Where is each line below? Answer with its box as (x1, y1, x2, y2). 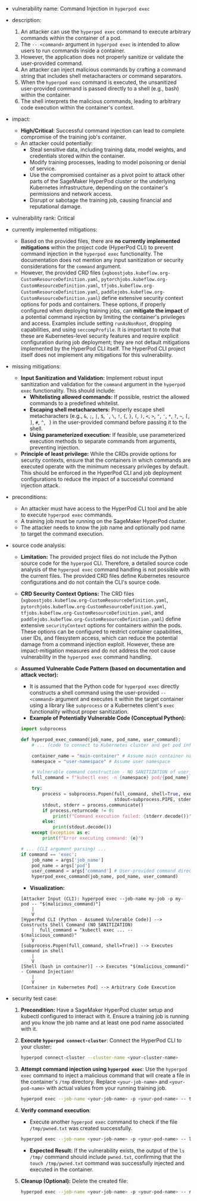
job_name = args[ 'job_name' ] (32, 857, 104, 863)
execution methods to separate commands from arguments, (29, 437, 177, 445)
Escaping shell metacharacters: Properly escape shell (29, 406, 165, 413)
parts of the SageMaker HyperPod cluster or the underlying (29, 178, 176, 184)
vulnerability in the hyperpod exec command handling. (20, 653, 152, 660)
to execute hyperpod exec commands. (20, 511, 113, 518)
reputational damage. (29, 203, 82, 210)
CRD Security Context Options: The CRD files (20, 590, 135, 597)
